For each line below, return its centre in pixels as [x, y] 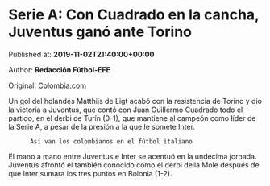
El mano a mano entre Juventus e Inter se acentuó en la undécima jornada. [133, 156]
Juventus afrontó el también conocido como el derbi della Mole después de [134, 165]
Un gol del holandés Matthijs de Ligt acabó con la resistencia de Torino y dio [135, 101]
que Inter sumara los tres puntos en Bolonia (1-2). [90, 173]
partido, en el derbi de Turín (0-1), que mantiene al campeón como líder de [132, 118]
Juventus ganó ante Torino [100, 32]
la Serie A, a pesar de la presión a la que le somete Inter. [102, 126]
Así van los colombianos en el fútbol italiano [111, 141]
